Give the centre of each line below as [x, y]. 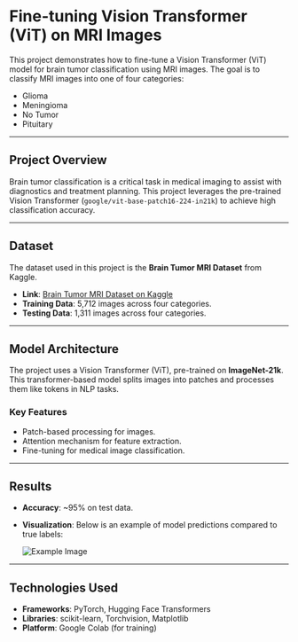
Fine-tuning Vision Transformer [129, 16]
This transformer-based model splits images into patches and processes [142, 380]
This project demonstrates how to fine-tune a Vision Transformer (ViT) [138, 59]
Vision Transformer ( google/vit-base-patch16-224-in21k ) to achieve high [143, 200]
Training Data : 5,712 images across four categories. [117, 303]
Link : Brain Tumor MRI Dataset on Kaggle [97, 294]
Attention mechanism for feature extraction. [102, 441]
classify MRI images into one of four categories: [97, 78]
